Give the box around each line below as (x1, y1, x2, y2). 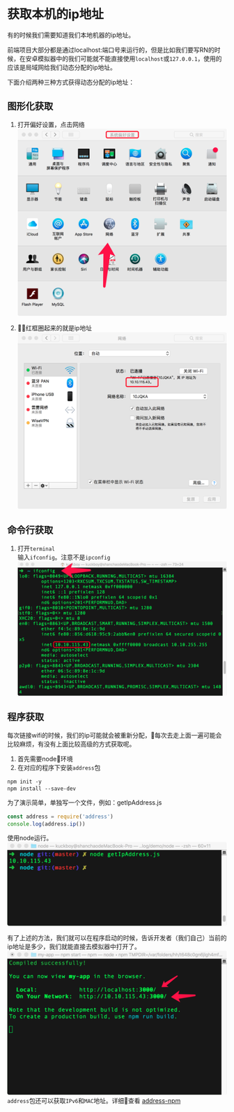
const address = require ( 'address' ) (7, 813, 114, 820)
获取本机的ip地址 (7, 6, 104, 22)
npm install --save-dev (7, 785, 77, 792)
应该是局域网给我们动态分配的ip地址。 (7, 63, 116, 71)
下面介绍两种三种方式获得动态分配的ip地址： (7, 78, 134, 86)
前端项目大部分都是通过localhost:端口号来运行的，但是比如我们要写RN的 (7, 45, 214, 54)
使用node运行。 (7, 834, 53, 842)
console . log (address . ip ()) (7, 820, 86, 828)
